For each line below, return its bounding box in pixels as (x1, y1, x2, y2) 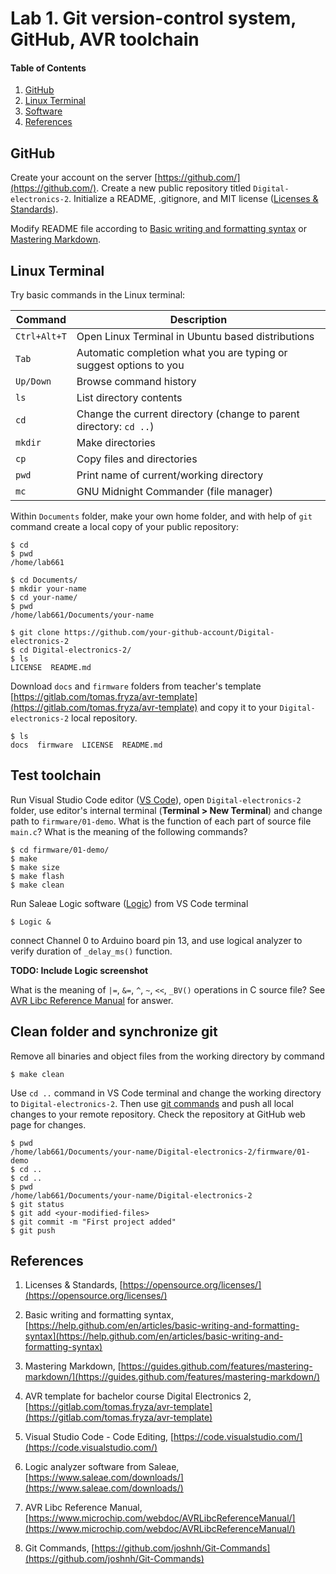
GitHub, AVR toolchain (10, 28, 200, 51)
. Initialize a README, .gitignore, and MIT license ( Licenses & (68, 193, 319, 205)
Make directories (76, 436, 156, 450)
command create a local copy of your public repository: (10, 521, 240, 533)
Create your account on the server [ (10, 172, 158, 184)
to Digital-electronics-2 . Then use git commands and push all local (10, 1097, 294, 1109)
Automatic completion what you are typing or (76, 346, 288, 360)
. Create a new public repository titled (96, 182, 252, 194)
